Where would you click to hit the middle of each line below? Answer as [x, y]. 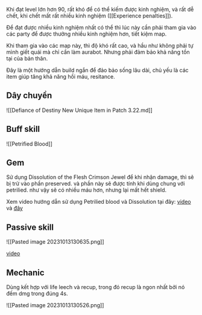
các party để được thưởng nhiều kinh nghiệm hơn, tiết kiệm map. [87, 34]
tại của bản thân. [27, 58]
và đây [14, 208]
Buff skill [23, 129]
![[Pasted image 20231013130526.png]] [55, 305]
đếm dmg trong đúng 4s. [37, 294]
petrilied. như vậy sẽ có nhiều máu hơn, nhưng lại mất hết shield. [87, 190]
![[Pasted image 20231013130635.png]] [55, 242]
